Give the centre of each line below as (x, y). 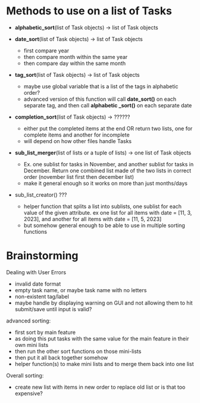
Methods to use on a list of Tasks (89, 11)
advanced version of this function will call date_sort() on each (100, 99)
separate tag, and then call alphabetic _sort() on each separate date (108, 105)
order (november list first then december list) (79, 176)
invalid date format (38, 284)
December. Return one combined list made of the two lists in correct (107, 170)
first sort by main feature (45, 332)
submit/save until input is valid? (53, 309)
